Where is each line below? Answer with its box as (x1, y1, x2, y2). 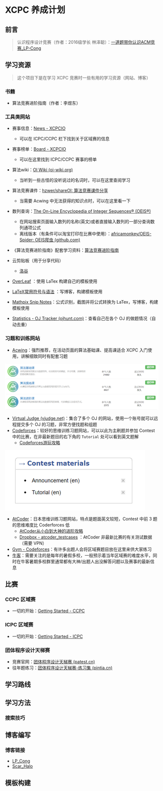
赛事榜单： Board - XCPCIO (12, 146, 67, 152)
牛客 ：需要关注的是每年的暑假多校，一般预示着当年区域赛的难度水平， (12, 552, 153, 558)
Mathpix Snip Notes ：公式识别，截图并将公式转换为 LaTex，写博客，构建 (12, 299, 159, 305)
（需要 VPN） (19, 540, 47, 546)
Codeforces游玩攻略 (19, 440, 60, 445)
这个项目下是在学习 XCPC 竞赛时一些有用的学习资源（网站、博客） (17, 75, 151, 80)
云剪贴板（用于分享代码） (12, 258, 64, 264)
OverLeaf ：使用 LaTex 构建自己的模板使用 (12, 278, 98, 284)
